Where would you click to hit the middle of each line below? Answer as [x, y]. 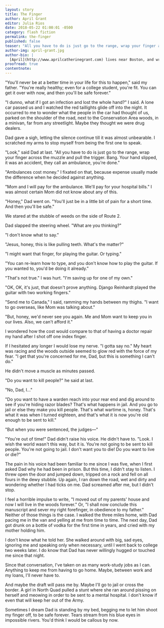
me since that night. [25, 555]
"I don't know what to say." [32, 235]
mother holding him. [25, 530]
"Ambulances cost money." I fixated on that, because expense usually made [81, 172]
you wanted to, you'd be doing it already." [47, 268]
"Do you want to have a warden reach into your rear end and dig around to [80, 399]
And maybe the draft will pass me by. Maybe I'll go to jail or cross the [74, 585]
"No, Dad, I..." [19, 390]
